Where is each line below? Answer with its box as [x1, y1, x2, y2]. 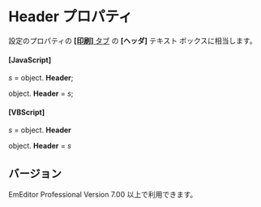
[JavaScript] [8, 54, 51, 65]
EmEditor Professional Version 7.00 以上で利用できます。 [8, 190, 198, 200]
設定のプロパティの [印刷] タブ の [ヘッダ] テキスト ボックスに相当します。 [8, 36, 257, 45]
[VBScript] [8, 107, 45, 117]
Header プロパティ [8, 7, 133, 26]
